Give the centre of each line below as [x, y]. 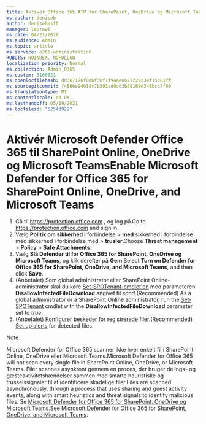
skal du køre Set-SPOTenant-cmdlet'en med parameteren [123, 287]
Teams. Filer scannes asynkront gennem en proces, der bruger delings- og [101, 369]
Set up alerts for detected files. [54, 326]
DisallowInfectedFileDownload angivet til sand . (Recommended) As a [103, 293]
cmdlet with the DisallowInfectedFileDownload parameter [119, 306]
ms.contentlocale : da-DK [38, 98]
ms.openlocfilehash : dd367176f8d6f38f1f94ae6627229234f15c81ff [89, 80]
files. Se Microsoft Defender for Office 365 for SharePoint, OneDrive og [97, 402]
